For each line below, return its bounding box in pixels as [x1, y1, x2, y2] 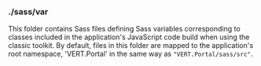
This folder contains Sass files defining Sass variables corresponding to [8, 24, 241, 34]
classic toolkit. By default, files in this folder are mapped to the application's [8, 41, 254, 50]
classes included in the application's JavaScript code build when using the [8, 32, 250, 42]
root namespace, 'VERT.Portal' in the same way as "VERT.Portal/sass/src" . [8, 49, 253, 59]
